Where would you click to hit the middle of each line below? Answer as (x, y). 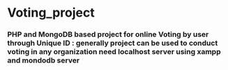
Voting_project (51, 13)
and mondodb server (44, 60)
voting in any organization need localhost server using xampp (114, 52)
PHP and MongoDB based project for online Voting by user (108, 35)
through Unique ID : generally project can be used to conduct (113, 43)
